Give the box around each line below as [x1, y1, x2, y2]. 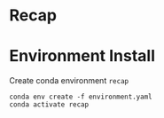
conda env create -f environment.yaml [9, 92, 152, 102]
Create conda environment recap [9, 75, 129, 86]
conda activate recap [9, 100, 90, 109]
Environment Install [9, 46, 156, 67]
